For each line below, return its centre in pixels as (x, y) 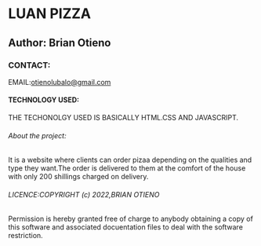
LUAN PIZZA (50, 14)
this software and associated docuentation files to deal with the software (125, 227)
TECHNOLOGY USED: (44, 100)
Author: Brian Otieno (60, 43)
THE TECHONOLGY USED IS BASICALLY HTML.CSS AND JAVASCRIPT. (123, 118)
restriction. (25, 236)
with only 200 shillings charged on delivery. (78, 177)
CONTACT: (29, 65)
